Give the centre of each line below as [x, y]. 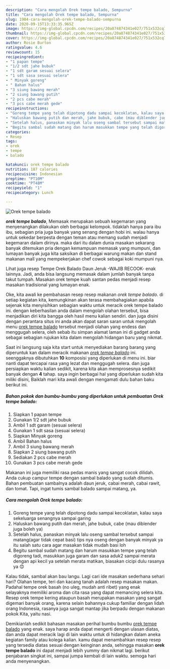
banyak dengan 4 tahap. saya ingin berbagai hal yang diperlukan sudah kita [84, 374]
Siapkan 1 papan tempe [37, 414]
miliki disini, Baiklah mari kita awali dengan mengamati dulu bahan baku [80, 379]
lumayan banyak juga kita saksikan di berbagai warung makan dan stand [81, 253]
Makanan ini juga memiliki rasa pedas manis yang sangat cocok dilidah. [80, 472]
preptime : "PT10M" [25, 179]
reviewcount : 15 [23, 52]
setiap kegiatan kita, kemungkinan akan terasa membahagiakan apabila [80, 300]
